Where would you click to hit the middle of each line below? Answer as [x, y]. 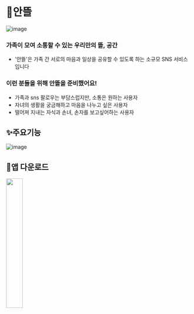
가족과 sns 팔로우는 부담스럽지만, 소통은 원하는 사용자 [76, 97]
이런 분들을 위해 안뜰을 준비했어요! [51, 83]
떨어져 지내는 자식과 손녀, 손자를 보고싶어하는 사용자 [74, 112]
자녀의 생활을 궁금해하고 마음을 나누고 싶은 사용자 [71, 104]
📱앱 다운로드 [27, 167]
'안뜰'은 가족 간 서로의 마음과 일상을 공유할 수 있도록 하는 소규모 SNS [93, 59]
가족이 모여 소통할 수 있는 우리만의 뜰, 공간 [62, 45]
